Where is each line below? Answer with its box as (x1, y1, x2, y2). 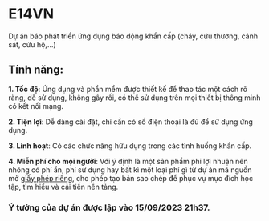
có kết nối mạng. (8, 101, 64, 110)
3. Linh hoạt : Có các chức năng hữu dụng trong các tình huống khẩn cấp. (8, 141, 252, 151)
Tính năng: (8, 63, 64, 77)
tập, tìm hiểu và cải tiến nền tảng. (8, 182, 119, 191)
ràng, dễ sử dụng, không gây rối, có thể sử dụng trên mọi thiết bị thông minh (8, 93, 261, 102)
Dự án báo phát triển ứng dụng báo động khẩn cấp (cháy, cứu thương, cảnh (8, 31, 259, 41)
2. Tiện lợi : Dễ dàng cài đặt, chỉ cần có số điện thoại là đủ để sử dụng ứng (8, 117, 253, 127)
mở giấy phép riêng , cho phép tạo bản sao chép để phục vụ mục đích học (8, 173, 254, 183)
